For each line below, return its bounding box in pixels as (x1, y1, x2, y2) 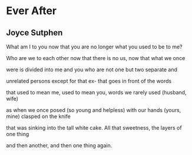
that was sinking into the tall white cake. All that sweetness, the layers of (6, 124, 182, 131)
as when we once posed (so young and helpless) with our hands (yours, (6, 107, 181, 113)
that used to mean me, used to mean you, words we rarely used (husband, (6, 89, 187, 95)
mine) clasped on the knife (6, 113, 71, 120)
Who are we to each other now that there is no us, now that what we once (6, 55, 186, 61)
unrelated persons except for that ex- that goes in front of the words (6, 78, 172, 84)
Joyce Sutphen (6, 28, 63, 38)
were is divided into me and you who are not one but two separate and (6, 66, 178, 73)
